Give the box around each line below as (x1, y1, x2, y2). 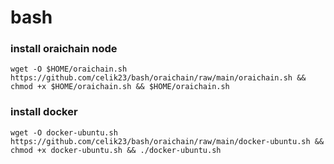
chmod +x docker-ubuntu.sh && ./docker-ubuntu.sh (10, 145, 222, 155)
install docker (10, 105, 78, 119)
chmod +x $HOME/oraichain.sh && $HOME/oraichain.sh (10, 82, 230, 92)
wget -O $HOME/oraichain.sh (10, 64, 128, 75)
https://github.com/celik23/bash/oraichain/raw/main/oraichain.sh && (10, 73, 307, 83)
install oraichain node (10, 42, 118, 56)
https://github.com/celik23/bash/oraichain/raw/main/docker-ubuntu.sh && (10, 136, 325, 146)
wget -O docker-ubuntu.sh (10, 127, 118, 138)
